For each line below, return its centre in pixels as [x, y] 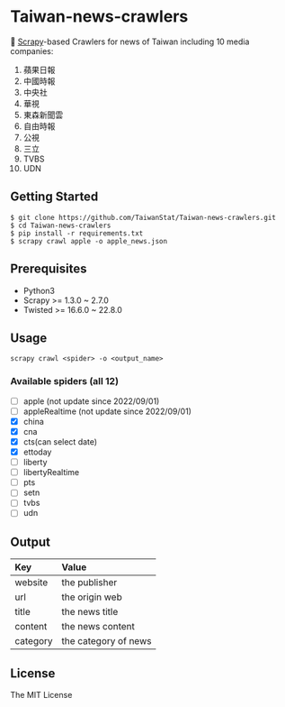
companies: [32, 50]
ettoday [37, 452]
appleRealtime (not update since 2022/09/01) [107, 411]
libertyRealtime [51, 473]
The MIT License [41, 695]
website [31, 583]
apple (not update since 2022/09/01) [91, 401]
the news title [90, 612]
